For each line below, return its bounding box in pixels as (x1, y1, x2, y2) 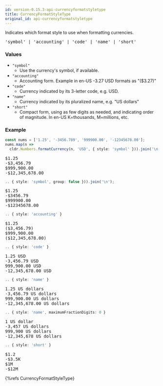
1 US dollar (5, 318, 34, 324)
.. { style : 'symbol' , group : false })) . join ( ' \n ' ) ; (5, 179, 115, 184)
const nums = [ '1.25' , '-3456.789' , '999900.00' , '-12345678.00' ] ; (5, 137, 145, 142)
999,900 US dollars (5, 328, 52, 334)
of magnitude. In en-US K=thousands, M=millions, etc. (19, 114, 129, 120)
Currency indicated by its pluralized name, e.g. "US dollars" (19, 98, 139, 104)
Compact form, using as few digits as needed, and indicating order (19, 109, 154, 115)
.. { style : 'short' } (5, 342, 51, 347)
